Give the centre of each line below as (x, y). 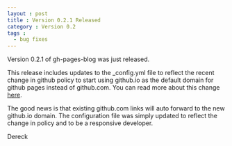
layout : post (28, 14)
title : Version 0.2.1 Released (54, 20)
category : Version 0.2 (42, 26)
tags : (17, 33)
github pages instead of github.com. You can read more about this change (114, 88)
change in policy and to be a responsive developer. (80, 123)
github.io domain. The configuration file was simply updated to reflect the (112, 116)
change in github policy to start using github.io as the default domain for (110, 80)
